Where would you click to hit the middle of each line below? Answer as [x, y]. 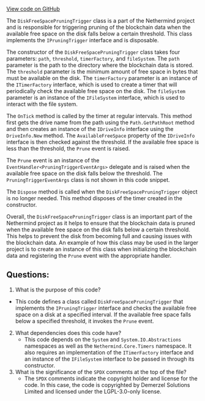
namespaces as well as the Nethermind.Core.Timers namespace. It [108, 346]
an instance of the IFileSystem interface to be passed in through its [109, 359]
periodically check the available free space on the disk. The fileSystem [96, 91]
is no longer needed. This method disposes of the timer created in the [94, 198]
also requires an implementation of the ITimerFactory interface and [109, 352]
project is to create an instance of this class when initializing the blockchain [102, 249]
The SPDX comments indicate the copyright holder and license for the [111, 378]
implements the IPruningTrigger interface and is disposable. [83, 40]
